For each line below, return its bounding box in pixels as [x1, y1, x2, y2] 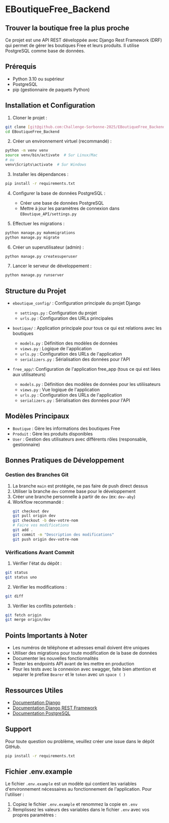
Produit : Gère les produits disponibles [12, 430, 93, 437]
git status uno [5, 574, 37, 579]
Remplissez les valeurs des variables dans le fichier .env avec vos [12, 807, 150, 813]
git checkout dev [12, 509, 49, 514]
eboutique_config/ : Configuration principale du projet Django [12, 300, 141, 306]
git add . [12, 527, 34, 532]
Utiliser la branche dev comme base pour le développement [12, 488, 136, 494]
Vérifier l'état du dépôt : [12, 560, 62, 566]
